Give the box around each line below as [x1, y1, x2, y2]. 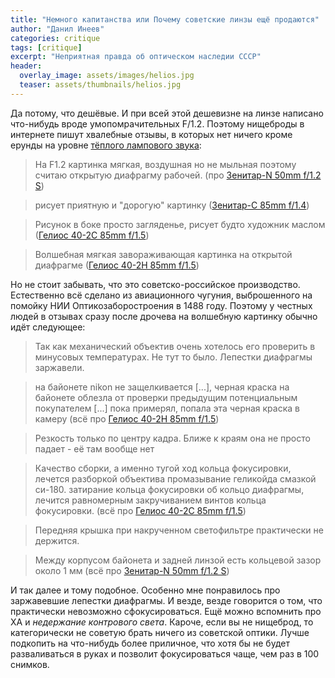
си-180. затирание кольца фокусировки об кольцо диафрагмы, [34, 483, 305, 495]
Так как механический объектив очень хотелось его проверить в [34, 340, 316, 352]
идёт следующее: [10, 321, 86, 333]
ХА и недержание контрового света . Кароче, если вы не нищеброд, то [10, 616, 314, 628]
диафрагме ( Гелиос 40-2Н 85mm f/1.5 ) [34, 259, 200, 271]
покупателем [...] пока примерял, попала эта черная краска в [34, 402, 300, 414]
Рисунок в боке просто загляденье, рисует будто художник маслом [34, 218, 326, 230]
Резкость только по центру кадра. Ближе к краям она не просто [34, 432, 311, 444]
